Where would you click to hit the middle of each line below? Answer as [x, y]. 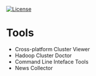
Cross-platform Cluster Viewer [52, 49]
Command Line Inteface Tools [52, 61]
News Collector [34, 68]
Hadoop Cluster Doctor [43, 55]
